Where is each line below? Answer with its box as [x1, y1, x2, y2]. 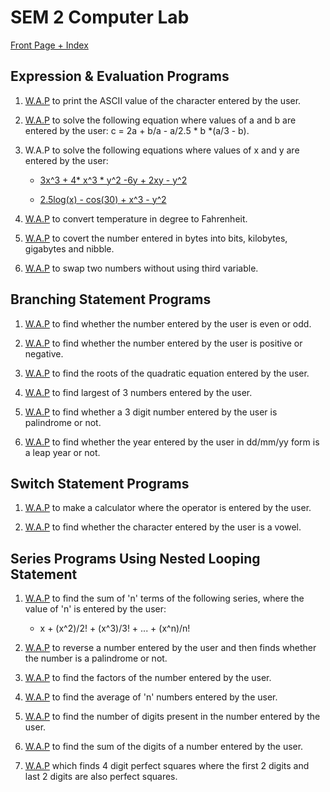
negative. [24, 347, 64, 360]
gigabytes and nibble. [24, 242, 115, 255]
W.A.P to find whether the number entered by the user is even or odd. [24, 317, 312, 330]
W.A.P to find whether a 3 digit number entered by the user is [24, 406, 278, 418]
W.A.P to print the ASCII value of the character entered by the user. [24, 94, 302, 106]
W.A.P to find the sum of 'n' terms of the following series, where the [24, 592, 305, 605]
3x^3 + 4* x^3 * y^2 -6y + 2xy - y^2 [39, 174, 188, 186]
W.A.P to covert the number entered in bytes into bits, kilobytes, [24, 232, 288, 244]
